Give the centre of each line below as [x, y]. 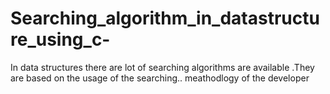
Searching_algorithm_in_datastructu [165, 18]
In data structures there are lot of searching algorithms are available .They [162, 67]
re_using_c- [60, 39]
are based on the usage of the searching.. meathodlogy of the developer [160, 78]
